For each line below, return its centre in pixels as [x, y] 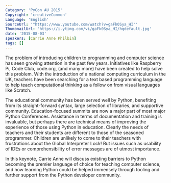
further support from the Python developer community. [63, 175]
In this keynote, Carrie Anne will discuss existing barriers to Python [76, 159]
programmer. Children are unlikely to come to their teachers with [73, 138]
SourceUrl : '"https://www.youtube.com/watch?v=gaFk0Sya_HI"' [72, 24]
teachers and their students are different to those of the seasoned [75, 133]
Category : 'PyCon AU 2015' [34, 10]
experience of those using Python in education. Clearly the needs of [77, 127]
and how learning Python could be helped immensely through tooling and [82, 169]
